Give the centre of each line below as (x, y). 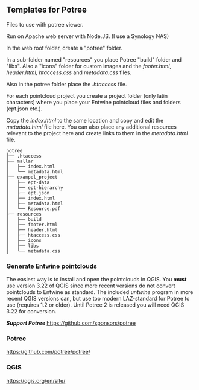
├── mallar (20, 161)
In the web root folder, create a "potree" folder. (64, 48)
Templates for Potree (47, 10)
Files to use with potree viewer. (45, 24)
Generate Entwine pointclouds (52, 266)
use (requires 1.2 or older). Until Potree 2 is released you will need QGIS (95, 305)
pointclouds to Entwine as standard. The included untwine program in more (100, 292)
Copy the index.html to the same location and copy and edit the (85, 120)
